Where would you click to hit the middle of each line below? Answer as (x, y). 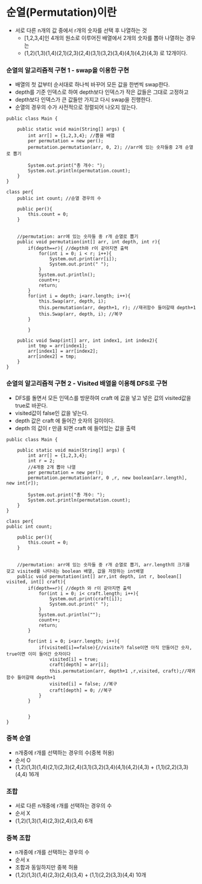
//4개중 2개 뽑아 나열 (52, 467)
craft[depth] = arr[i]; (79, 664)
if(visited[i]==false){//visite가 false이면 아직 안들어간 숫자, (115, 647)
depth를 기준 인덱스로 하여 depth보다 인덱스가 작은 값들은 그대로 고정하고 (102, 92)
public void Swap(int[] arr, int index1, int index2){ (87, 341)
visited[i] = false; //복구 (83, 684)
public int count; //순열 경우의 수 (59, 198)
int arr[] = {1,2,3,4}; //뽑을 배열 (71, 136)
